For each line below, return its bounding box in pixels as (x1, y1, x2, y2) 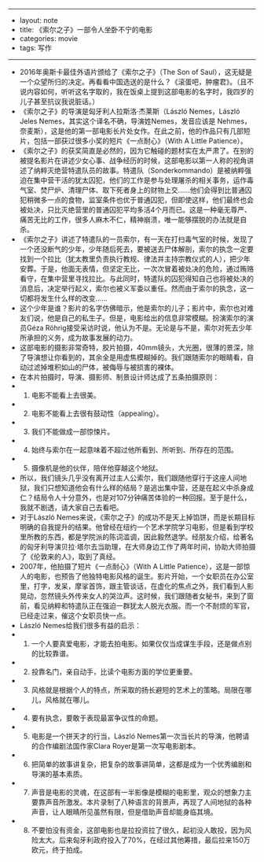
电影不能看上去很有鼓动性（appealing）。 (31, 409, 163, 418)
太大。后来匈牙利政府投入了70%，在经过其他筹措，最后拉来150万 (38, 835, 251, 845)
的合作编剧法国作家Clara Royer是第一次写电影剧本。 (31, 742, 200, 750)
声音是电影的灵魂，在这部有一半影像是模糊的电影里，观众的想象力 (31, 788, 245, 797)
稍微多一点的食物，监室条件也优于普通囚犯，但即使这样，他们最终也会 (26, 195, 254, 205)
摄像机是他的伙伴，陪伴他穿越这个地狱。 (31, 464, 163, 472)
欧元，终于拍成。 (31, 845, 87, 854)
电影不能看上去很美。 (31, 390, 101, 400)
